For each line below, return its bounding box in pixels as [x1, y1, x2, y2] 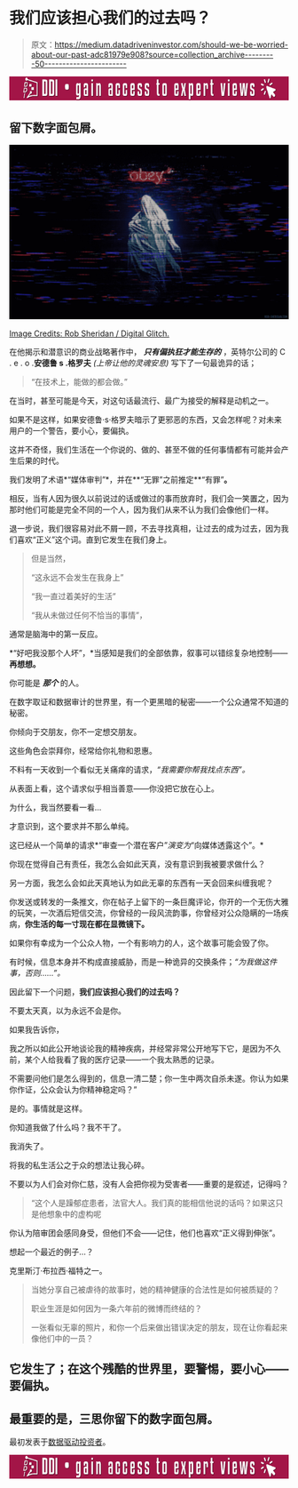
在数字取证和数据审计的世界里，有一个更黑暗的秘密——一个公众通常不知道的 [9, 696, 289, 707]
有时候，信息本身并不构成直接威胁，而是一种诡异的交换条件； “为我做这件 [9, 956, 278, 967]
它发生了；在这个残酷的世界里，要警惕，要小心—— [9, 1362, 289, 1377]
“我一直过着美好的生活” [30, 590, 117, 601]
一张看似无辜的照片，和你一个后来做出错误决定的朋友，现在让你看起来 [30, 1322, 288, 1332]
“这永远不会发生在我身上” [30, 572, 124, 582]
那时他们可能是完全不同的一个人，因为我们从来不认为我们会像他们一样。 [9, 504, 273, 515]
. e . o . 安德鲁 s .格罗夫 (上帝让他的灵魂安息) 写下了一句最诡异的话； [9, 357, 257, 368]
